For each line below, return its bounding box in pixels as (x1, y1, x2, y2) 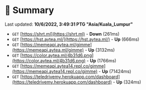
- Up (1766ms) (86, 57, 116, 63)
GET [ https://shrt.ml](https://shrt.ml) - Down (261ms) (12, 31, 120, 37)
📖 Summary (5, 5, 54, 16)
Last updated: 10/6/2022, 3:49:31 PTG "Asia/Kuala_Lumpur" (5, 21, 133, 27)
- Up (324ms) (113, 79, 141, 85)
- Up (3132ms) (84, 47, 115, 53)
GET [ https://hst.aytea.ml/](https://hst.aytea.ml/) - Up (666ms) (12, 36, 139, 42)
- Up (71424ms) (98, 68, 131, 74)
